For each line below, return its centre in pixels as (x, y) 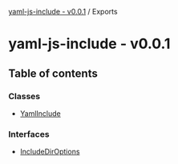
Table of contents (53, 73)
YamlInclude (40, 113)
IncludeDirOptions (50, 152)
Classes (24, 96)
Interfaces (29, 134)
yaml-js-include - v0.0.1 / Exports (63, 12)
